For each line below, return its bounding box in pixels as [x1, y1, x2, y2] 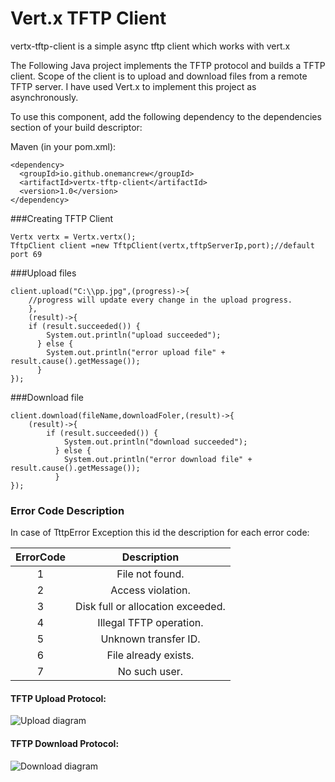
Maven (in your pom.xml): [10, 140, 117, 152]
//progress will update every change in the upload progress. [28, 295, 293, 305]
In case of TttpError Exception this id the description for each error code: [10, 527, 310, 539]
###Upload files [10, 267, 77, 279]
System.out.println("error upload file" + [46, 347, 226, 357]
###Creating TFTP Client [10, 212, 114, 224]
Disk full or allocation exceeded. [75, 600, 226, 614]
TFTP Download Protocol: [10, 738, 120, 750]
